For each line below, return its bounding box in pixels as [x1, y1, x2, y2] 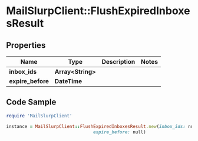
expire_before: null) [93, 129, 146, 135]
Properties [6, 40, 46, 50]
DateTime [54, 77, 82, 85]
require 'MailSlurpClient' [6, 113, 72, 119]
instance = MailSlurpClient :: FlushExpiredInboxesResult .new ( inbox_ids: [6, 123, 186, 129]
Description [101, 58, 136, 65]
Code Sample [6, 97, 57, 107]
